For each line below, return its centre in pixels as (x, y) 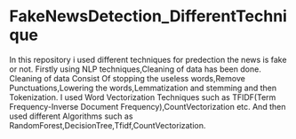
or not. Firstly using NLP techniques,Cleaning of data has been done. (136, 69)
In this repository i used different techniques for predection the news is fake (148, 59)
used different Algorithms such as (71, 116)
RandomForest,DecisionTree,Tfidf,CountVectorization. (108, 125)
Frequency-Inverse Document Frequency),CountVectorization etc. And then (148, 106)
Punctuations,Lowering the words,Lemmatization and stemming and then (143, 88)
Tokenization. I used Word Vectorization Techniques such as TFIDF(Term (143, 97)
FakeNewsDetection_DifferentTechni (148, 16)
